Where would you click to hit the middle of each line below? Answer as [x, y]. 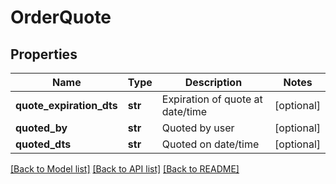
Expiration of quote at [212, 99]
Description [213, 82]
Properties [44, 54]
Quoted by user [198, 128]
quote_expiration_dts [66, 105]
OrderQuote [61, 17]
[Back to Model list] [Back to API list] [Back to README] [125, 169]
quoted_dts [43, 144]
